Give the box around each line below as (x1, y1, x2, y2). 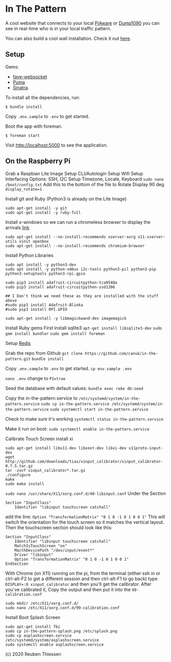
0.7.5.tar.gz (5, 463, 33, 468)
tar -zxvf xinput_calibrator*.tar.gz (5, 468, 86, 473)
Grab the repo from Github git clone (5, 350, 83, 356)
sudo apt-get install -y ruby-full (5, 210, 81, 215)
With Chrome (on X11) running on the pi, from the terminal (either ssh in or (5, 570, 161, 576)
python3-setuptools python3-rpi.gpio (5, 271, 86, 276)
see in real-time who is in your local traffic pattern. (5, 25, 111, 31)
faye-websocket (12, 74, 47, 80)
